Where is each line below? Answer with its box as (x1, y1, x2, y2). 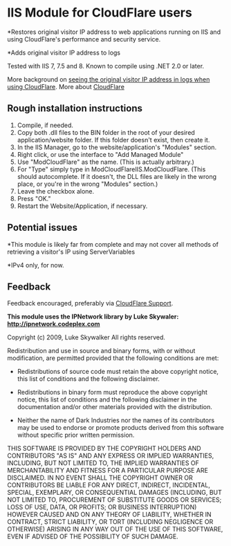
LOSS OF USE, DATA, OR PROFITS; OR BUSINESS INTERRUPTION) (7, 503, 197, 511)
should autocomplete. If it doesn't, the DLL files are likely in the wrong (17, 172, 216, 180)
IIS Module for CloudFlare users (7, 5, 192, 21)
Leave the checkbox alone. (17, 187, 95, 195)
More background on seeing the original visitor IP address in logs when (7, 75, 210, 84)
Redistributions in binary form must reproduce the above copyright (17, 388, 207, 397)
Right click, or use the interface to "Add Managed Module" (17, 150, 184, 158)
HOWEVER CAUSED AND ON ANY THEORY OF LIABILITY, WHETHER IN (7, 510, 212, 519)
